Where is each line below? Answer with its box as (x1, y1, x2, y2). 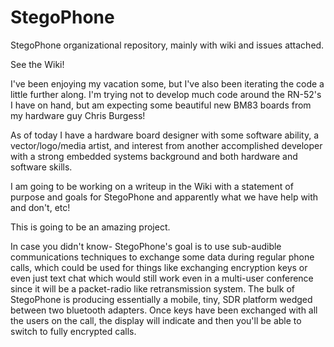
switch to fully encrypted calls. (10, 325, 137, 337)
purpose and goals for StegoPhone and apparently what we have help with (10, 191, 319, 203)
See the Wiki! (10, 58, 65, 70)
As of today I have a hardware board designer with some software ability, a (10, 129, 320, 141)
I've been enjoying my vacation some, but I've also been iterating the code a (10, 77, 325, 90)
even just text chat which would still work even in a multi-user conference (10, 272, 314, 284)
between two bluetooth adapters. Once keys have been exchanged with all (10, 304, 318, 316)
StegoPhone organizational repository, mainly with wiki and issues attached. (10, 39, 325, 51)
